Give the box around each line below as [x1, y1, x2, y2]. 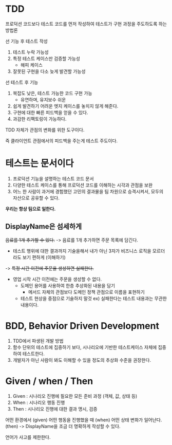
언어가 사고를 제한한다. [5, 434, 51, 440]
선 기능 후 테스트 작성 [5, 38, 48, 44]
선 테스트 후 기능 [5, 79, 39, 85]
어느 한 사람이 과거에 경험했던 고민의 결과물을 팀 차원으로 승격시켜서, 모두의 [12, 188, 164, 194]
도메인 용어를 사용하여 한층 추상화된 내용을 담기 [20, 282, 116, 288]
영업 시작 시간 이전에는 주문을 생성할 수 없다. [12, 276, 102, 282]
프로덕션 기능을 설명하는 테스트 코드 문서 [12, 175, 94, 181]
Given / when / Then [5, 375, 93, 387]
